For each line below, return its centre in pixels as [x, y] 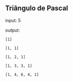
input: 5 [13, 20]
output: [12, 30]
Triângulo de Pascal [37, 8]
